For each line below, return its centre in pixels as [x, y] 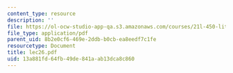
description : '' [31, 20]
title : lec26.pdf [32, 53]
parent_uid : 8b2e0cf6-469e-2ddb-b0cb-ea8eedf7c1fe [82, 40]
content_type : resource [42, 14]
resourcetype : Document [42, 46]
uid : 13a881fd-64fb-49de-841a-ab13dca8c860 [71, 59]
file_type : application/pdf [48, 33]
